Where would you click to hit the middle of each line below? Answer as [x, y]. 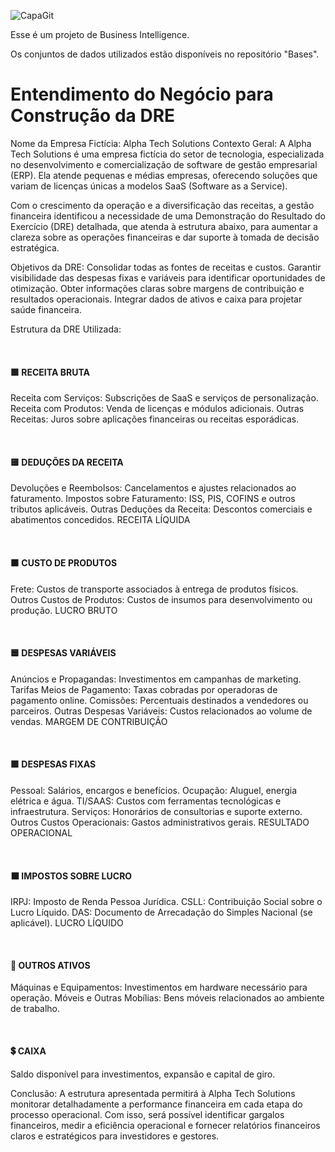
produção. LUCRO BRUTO [64, 610]
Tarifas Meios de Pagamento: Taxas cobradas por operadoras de [144, 689]
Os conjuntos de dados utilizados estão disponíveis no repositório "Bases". [165, 54]
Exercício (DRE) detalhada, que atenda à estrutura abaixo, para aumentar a [164, 226]
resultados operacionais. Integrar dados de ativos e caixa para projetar [156, 299]
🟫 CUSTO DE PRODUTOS [64, 562]
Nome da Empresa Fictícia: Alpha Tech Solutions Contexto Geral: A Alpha [161, 143]
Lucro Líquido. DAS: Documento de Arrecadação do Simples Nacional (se [161, 912]
